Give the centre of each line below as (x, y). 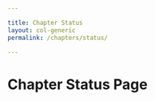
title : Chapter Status (45, 22)
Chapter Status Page (78, 84)
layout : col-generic (42, 30)
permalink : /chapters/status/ (58, 38)
